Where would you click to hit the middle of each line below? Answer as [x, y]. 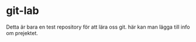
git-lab [23, 11]
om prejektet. [22, 33]
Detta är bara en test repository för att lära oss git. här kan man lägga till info [98, 27]
